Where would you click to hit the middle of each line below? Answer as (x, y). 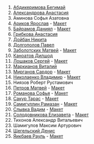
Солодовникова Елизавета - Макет (51, 115)
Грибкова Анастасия (35, 34)
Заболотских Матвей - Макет (45, 50)
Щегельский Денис (34, 131)
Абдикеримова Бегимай (39, 7)
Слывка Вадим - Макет (38, 109)
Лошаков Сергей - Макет (40, 61)
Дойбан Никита (30, 39)
